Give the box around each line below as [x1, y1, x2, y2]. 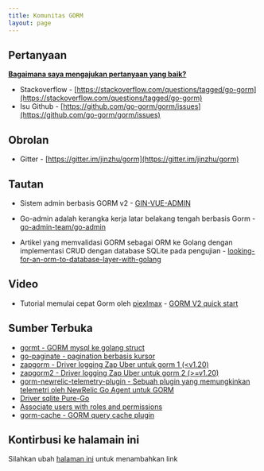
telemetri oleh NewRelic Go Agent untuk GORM [19, 384, 175, 394]
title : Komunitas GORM [8, 11, 83, 20]
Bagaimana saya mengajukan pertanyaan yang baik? [8, 69, 187, 79]
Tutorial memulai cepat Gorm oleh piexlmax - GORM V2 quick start [19, 299, 239, 308]
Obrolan [8, 133, 49, 147]
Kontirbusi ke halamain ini [8, 433, 140, 446]
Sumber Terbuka [8, 322, 93, 335]
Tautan [8, 177, 44, 191]
